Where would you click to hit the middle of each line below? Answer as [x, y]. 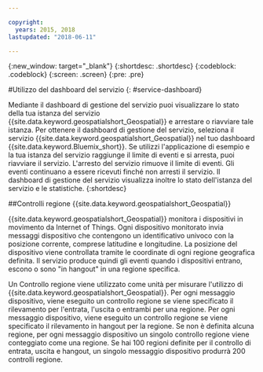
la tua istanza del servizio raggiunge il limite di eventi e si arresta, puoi [121, 155]
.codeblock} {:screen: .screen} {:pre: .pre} [76, 75]
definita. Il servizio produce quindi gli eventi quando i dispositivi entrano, [126, 261]
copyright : [26, 22]
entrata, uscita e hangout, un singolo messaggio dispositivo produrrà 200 [127, 352]
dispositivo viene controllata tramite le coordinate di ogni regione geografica [131, 252]
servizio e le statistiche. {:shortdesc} [68, 189]
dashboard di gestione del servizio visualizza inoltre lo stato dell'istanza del [130, 180]
